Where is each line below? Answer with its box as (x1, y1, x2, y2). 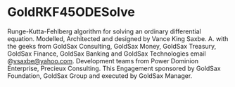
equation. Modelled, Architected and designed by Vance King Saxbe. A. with (7, 34, 229, 42)
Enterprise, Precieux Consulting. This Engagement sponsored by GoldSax (7, 64, 221, 72)
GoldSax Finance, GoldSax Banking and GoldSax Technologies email (7, 49, 206, 58)
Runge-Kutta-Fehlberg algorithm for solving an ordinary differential (7, 27, 202, 35)
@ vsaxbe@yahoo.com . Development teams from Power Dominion (7, 56, 199, 65)
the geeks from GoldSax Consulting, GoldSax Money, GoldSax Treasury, (7, 42, 217, 50)
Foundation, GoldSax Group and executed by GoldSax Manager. (7, 71, 193, 80)
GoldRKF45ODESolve (7, 4, 135, 20)
